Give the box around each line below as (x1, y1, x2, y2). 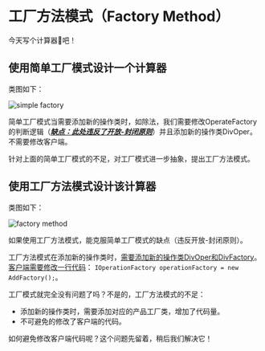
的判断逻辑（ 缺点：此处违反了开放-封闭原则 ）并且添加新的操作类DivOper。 (8, 126, 257, 137)
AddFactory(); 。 (8, 272, 63, 282)
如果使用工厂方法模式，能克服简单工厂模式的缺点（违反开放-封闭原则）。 (8, 235, 247, 245)
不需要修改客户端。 (8, 137, 72, 146)
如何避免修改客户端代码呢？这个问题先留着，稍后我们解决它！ (8, 333, 213, 343)
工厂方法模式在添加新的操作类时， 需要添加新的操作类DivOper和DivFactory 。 (8, 252, 262, 262)
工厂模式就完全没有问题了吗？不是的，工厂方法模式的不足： (8, 289, 206, 299)
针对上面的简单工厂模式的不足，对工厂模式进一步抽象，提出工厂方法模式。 (8, 153, 255, 163)
